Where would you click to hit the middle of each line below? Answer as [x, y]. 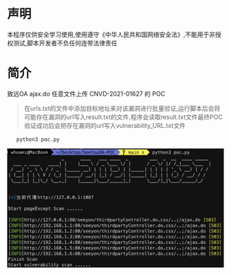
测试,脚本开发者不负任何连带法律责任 [65, 43]
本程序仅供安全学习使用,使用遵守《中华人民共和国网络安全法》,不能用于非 [111, 34]
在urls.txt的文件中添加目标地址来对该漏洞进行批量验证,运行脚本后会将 [122, 108]
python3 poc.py [38, 139]
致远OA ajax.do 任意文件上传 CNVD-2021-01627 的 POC [86, 93]
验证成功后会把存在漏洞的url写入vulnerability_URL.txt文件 [104, 125]
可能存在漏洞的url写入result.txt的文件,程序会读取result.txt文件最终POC [123, 117]
